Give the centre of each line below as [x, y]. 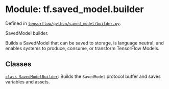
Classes [18, 64]
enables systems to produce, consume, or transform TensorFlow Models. [82, 48]
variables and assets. [28, 81]
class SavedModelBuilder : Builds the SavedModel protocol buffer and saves [83, 76]
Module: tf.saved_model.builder [75, 9]
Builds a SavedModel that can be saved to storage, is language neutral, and [85, 43]
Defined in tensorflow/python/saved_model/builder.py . [63, 23]
